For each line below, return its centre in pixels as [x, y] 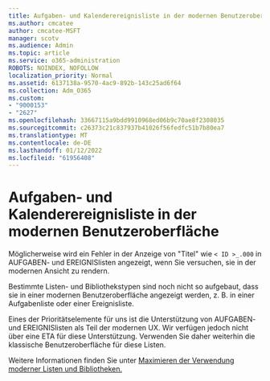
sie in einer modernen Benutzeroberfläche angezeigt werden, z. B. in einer [131, 295]
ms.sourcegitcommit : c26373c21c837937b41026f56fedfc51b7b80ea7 [117, 128]
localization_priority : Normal [61, 76]
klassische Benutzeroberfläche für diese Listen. [87, 345]
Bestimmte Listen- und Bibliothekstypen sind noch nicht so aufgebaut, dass [133, 287]
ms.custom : [27, 98]
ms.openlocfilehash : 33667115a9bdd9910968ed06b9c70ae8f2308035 [117, 121]
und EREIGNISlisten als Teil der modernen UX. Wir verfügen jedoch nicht [129, 328]
